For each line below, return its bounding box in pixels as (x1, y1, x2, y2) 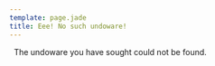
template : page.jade (9, 13, 88, 23)
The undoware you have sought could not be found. (13, 46, 208, 57)
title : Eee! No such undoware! (9, 22, 127, 31)
